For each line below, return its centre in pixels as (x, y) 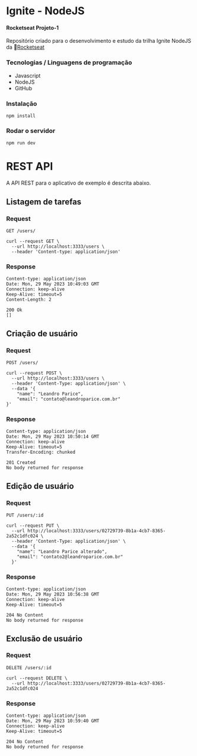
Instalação (22, 103)
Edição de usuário (40, 486)
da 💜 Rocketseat (25, 47)
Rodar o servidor (31, 131)
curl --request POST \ (34, 373)
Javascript (28, 75)
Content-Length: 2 (29, 300)
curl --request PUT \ (33, 526)
